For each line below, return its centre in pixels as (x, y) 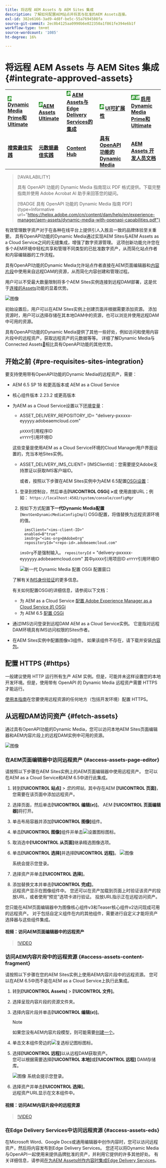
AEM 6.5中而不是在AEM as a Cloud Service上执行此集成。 (73, 981)
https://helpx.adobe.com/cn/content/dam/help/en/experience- (91, 215)
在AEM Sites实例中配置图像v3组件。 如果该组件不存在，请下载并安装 (82, 640)
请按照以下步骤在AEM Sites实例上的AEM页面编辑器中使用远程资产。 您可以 (82, 771)
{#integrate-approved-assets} (69, 78)
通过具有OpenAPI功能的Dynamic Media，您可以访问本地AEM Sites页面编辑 (82, 729)
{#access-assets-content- (111, 957)
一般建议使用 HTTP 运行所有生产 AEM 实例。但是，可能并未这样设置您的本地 (83, 676)
